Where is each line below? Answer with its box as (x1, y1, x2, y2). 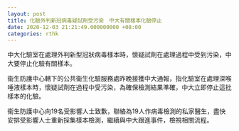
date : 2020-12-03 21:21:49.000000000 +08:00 (7, 23, 142, 30)
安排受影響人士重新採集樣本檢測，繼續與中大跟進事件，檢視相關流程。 (7, 116, 213, 125)
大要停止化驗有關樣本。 (7, 59, 76, 68)
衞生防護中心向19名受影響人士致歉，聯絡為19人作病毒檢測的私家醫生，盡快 (7, 107, 226, 115)
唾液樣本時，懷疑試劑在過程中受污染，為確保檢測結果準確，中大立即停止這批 (7, 83, 232, 92)
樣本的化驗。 (7, 92, 45, 101)
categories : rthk (7, 30, 59, 38)
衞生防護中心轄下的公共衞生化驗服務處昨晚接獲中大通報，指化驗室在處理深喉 (7, 74, 232, 83)
